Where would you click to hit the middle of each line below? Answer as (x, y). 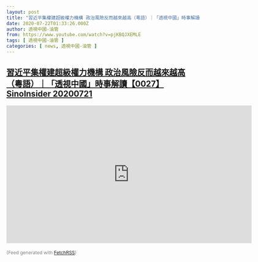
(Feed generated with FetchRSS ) (41, 253)
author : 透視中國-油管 (32, 29)
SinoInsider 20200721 (50, 94)
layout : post (23, 12)
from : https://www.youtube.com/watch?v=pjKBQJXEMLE (74, 35)
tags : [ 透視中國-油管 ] (35, 40)
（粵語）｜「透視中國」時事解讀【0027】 (85, 84)
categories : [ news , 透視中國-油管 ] (52, 47)
